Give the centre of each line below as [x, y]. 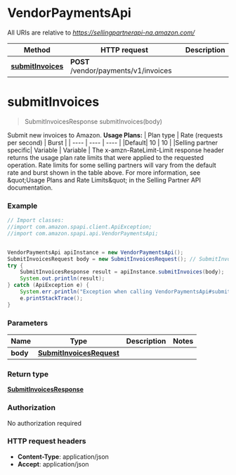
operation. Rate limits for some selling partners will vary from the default [112, 165]
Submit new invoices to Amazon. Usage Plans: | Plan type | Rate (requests [115, 135]
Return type [28, 374]
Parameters [27, 323]
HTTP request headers [47, 441]
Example [22, 206]
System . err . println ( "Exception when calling [86, 292]
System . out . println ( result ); [63, 279]
